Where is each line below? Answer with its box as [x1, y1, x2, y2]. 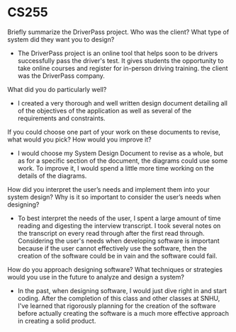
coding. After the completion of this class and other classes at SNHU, [17, 294, 220, 302]
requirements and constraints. [17, 114, 106, 122]
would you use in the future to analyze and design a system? [7, 273, 184, 281]
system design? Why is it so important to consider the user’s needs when [7, 193, 221, 201]
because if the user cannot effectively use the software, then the [17, 244, 207, 252]
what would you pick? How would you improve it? [7, 135, 152, 144]
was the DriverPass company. [17, 71, 105, 80]
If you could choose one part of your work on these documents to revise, [7, 127, 221, 136]
